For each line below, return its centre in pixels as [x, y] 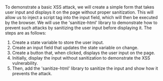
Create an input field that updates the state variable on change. [75, 48]
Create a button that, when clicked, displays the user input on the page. [83, 53]
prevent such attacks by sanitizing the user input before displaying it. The [78, 28]
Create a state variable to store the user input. [58, 42]
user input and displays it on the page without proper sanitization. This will [79, 12]
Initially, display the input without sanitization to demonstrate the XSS [81, 58]
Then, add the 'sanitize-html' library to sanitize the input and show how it [85, 68]
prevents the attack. [32, 73]
